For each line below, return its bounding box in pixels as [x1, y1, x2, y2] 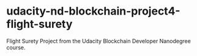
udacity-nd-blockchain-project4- [6, 4, 180, 18]
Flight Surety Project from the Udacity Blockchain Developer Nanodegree [6, 37, 191, 44]
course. [6, 44, 26, 51]
